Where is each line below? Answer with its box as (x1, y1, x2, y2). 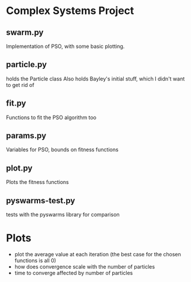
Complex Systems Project (6, 4, 134, 18)
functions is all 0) (14, 257, 57, 264)
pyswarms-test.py (6, 196, 75, 206)
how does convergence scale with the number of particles (14, 263, 155, 270)
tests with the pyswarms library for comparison (6, 211, 120, 218)
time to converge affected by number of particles (14, 270, 133, 276)
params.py (6, 131, 47, 141)
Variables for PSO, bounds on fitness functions (6, 146, 119, 153)
